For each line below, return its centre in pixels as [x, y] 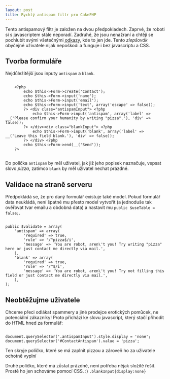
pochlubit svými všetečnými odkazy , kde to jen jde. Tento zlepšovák [77, 40]
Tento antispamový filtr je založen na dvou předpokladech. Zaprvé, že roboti [85, 29]
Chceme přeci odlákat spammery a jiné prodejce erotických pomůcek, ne [82, 312]
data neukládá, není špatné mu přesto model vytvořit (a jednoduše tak [79, 202]
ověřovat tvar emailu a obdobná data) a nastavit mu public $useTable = [80, 208]
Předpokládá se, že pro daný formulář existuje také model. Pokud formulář [83, 197]
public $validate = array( [34, 227]
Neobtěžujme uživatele [43, 300]
